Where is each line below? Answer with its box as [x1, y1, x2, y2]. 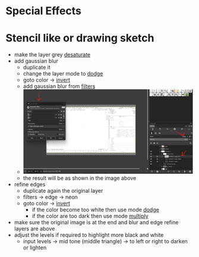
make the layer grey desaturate [14, 51, 91, 58]
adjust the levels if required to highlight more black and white [14, 231, 164, 239]
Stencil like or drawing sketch [5, 32, 154, 45]
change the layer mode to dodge [23, 70, 103, 77]
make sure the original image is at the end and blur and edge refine [14, 219, 179, 226]
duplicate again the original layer [23, 187, 103, 195]
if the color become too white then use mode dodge [31, 206, 160, 214]
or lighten [23, 244, 47, 251]
